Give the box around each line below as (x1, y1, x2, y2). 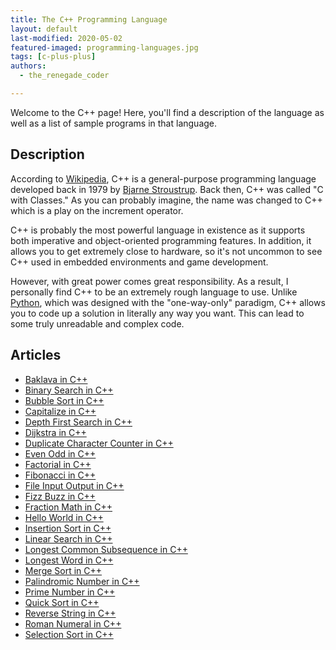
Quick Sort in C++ (24, 596, 100, 608)
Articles (10, 347, 62, 364)
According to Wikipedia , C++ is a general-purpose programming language (10, 172, 317, 185)
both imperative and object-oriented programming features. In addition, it (10, 234, 312, 246)
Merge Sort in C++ (24, 564, 103, 576)
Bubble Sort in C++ (24, 394, 105, 406)
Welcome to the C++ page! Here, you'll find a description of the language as (10, 106, 325, 118)
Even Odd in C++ (24, 447, 97, 460)
